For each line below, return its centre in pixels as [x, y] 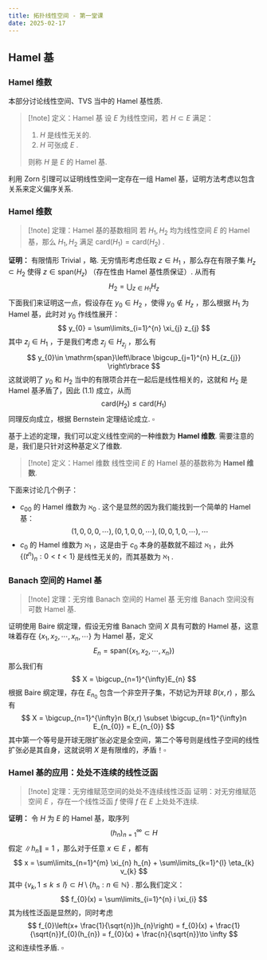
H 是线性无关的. [65, 135]
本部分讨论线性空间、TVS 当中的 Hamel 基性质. [86, 101]
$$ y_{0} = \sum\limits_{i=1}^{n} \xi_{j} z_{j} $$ [134, 328]
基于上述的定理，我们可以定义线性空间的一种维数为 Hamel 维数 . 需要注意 [128, 436]
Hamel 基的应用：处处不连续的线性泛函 [83, 773]
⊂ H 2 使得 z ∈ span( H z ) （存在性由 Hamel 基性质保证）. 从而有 [112, 272]
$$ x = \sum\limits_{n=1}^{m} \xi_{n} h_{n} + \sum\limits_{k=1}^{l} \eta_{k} [134, 863]
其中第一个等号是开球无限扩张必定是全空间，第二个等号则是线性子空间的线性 [134, 740]
